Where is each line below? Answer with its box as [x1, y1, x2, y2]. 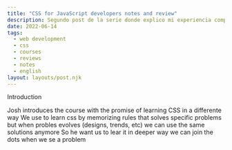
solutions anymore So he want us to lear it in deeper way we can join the [7, 128, 214, 136]
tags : [7, 29, 23, 36]
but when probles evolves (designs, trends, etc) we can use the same [7, 121, 205, 129]
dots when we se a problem [7, 136, 86, 144]
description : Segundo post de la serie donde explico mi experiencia [7, 17, 212, 23]
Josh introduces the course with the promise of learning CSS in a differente [7, 106, 222, 114]
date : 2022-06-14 [7, 23, 57, 30]
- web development [13, 36, 67, 43]
